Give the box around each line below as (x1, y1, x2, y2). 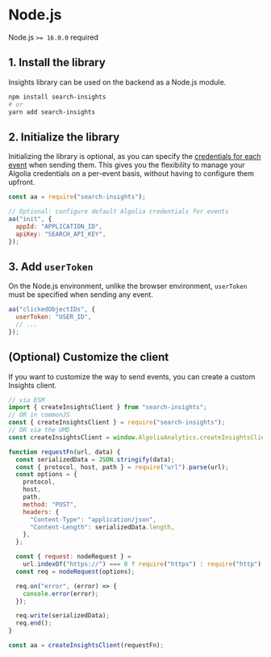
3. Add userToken (8, 260, 94, 274)
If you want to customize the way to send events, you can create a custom (8, 371, 256, 381)
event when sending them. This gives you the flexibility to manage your (8, 160, 245, 170)
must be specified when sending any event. (8, 290, 153, 299)
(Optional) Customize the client (8, 350, 169, 364)
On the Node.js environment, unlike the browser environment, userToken (8, 281, 248, 291)
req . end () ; (15, 619, 52, 627)
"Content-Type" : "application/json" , (29, 515, 157, 524)
